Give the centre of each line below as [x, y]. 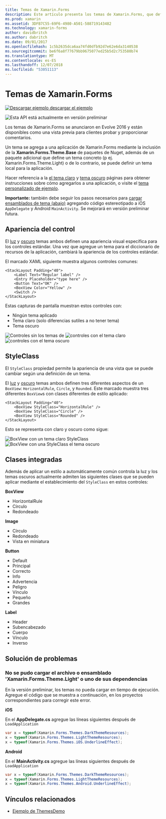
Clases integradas [34, 460]
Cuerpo [20, 633]
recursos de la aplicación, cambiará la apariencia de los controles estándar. [82, 252]
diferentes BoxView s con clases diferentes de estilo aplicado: [66, 393]
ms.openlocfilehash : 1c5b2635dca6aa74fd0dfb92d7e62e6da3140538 [72, 47]
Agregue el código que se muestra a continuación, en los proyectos [74, 695]
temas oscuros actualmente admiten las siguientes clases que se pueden [80, 477]
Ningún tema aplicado [35, 315]
